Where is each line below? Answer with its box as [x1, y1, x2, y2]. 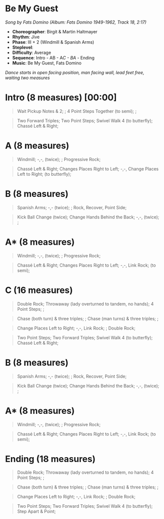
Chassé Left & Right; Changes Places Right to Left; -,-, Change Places [17, 165, 159, 172]
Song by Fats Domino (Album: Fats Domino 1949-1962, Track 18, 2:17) [5, 19, 147, 25]
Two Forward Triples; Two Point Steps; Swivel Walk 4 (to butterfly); [17, 117, 153, 123]
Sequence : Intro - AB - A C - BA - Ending [12, 55, 95, 60]
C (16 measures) [5, 284, 73, 296]
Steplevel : [12, 44, 33, 50]
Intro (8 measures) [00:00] [5, 92, 117, 103]
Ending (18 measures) [5, 453, 96, 464]
